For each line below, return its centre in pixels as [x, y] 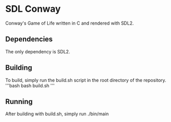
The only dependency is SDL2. [38, 51]
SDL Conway [33, 9]
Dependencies [29, 39]
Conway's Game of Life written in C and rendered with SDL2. [70, 23]
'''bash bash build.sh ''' [30, 86]
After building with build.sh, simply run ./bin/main [57, 114]
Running [19, 101]
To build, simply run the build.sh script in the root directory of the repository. [86, 80]
